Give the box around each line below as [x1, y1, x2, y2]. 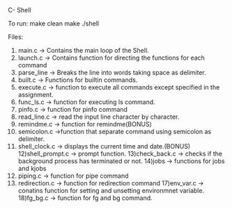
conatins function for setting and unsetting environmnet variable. [17, 187, 205, 194]
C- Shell [8, 6, 31, 14]
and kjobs [17, 165, 47, 172]
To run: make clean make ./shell [8, 19, 100, 27]
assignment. [17, 90, 54, 99]
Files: [8, 33, 24, 41]
